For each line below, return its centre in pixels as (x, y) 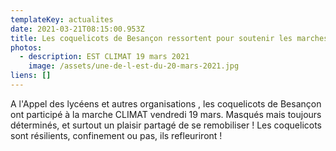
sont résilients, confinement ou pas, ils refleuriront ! (116, 135)
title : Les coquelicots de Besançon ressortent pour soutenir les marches (169, 38)
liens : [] (31, 76)
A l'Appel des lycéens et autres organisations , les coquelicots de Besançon (166, 103)
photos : (26, 47)
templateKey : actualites (62, 19)
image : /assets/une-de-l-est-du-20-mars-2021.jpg (134, 66)
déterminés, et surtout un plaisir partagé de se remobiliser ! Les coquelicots (166, 125)
